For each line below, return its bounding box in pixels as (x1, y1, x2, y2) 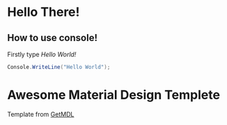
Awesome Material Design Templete (7, 87, 221, 103)
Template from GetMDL (7, 110, 75, 118)
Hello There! (7, 4, 80, 20)
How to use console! (7, 32, 98, 44)
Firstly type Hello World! (7, 50, 77, 58)
